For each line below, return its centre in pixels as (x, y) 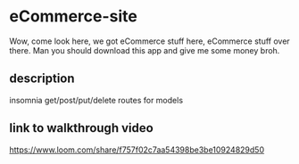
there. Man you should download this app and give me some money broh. (145, 50)
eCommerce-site (74, 16)
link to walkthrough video (81, 128)
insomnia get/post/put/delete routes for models (96, 100)
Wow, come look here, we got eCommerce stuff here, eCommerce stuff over (149, 41)
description (42, 79)
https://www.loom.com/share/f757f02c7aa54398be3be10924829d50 (137, 150)
